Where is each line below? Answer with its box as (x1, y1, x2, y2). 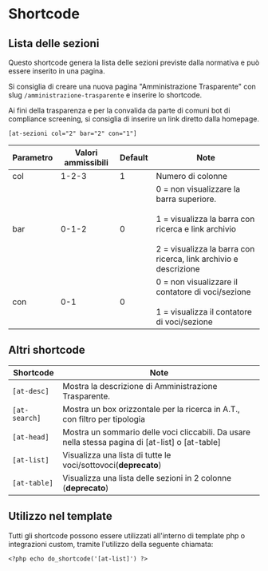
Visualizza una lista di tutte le (62, 449, 171, 460)
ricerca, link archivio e (156, 253, 238, 264)
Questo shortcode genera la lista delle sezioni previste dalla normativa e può (8, 57, 260, 67)
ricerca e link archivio (156, 224, 237, 234)
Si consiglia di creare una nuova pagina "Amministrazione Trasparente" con (8, 81, 257, 91)
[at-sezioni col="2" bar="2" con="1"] (8, 129, 137, 137)
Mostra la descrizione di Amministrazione (62, 380, 218, 391)
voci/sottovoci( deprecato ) (62, 459, 162, 470)
